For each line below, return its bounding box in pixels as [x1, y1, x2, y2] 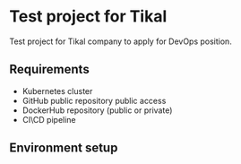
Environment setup [9, 141, 118, 156]
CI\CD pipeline [22, 114, 76, 125]
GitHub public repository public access [22, 95, 167, 106]
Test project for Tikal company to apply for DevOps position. [9, 36, 233, 47]
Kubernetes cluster [22, 85, 93, 96]
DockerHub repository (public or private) [22, 105, 173, 116]
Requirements [9, 62, 90, 77]
